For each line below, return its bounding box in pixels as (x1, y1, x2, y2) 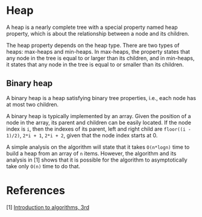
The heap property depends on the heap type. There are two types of (6, 42, 180, 49)
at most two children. (6, 101, 59, 108)
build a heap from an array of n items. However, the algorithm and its (6, 149, 177, 157)
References (6, 183, 65, 197)
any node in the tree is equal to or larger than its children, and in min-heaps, (6, 54, 195, 61)
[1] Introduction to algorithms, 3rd (6, 203, 89, 211)
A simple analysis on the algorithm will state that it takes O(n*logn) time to (6, 143, 190, 151)
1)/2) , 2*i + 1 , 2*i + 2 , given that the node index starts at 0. (6, 131, 158, 139)
